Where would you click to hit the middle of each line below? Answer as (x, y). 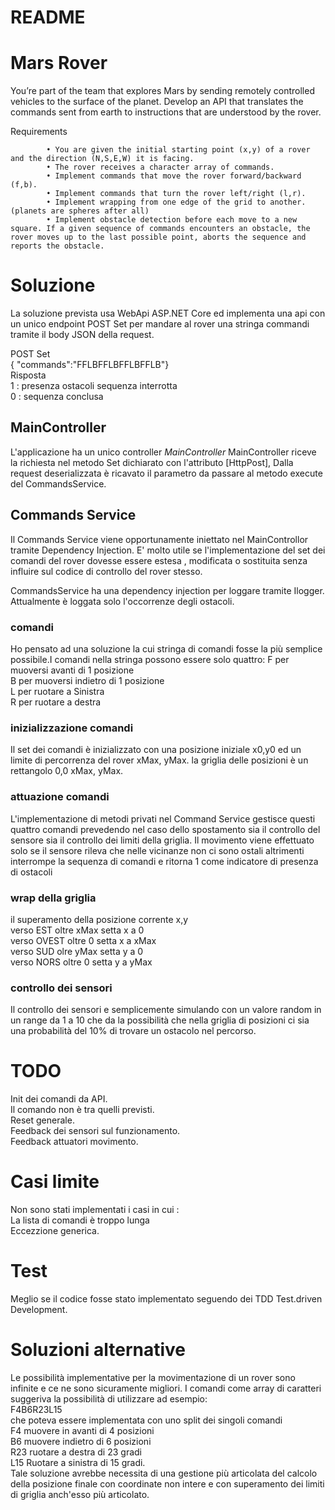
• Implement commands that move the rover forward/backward (174, 176)
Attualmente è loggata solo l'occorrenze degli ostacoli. (122, 601)
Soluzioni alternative (98, 1350)
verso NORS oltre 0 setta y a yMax (81, 962)
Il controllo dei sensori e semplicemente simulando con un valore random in (166, 1010)
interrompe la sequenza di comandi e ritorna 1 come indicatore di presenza (164, 861)
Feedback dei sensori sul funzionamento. (95, 1131)
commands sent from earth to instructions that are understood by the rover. (166, 112)
